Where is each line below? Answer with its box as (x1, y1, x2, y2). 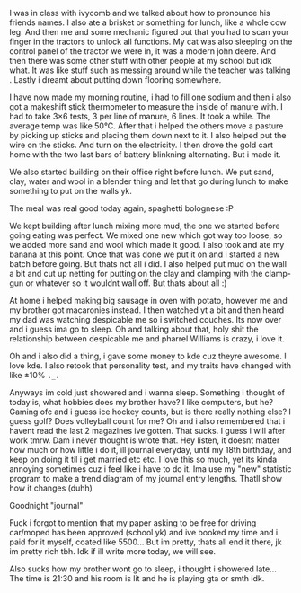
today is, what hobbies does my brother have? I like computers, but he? (9, 397, 274, 407)
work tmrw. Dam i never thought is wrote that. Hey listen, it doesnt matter (9, 435, 280, 446)
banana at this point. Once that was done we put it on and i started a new (9, 249, 280, 260)
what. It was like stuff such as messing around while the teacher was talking (9, 65, 291, 75)
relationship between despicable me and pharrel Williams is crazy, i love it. (9, 333, 285, 344)
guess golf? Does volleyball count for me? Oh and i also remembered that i (9, 416, 286, 426)
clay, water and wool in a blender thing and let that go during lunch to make (9, 176, 289, 187)
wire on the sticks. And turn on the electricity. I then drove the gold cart (9, 139, 274, 150)
